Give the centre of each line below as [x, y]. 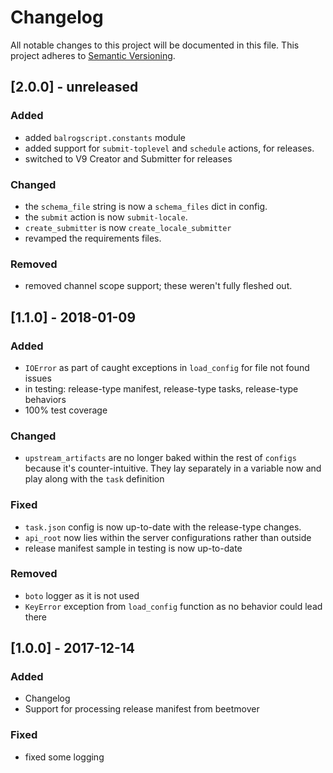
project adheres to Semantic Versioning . [93, 55]
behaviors [45, 399]
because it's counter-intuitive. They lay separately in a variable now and [173, 468]
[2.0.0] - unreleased [74, 87]
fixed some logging [64, 757]
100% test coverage [66, 410]
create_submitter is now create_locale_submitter [128, 227]
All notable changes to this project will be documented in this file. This [155, 45]
